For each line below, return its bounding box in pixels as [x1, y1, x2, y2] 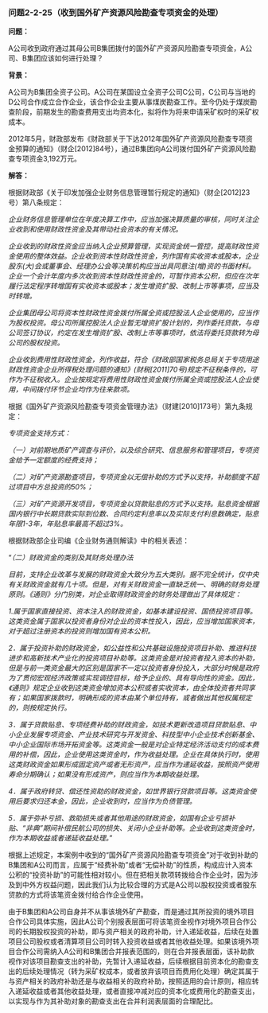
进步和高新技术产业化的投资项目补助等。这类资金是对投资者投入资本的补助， [8, 653, 259, 663]
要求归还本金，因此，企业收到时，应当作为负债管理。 [21, 797, 196, 806]
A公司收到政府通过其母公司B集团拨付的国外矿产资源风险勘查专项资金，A [8, 44, 246, 53]
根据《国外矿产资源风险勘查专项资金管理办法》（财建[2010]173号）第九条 [8, 402, 247, 411]
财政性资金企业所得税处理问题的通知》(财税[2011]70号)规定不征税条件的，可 [8, 364, 257, 375]
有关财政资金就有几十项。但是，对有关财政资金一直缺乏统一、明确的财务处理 [8, 579, 259, 590]
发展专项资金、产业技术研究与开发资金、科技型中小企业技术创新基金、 [29, 730, 259, 739]
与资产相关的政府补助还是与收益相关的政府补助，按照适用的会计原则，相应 [8, 976, 252, 986]
